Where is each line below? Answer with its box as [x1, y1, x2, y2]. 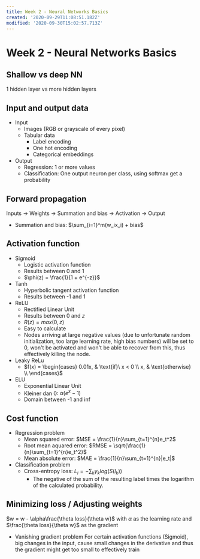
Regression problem [14, 429, 65, 437]
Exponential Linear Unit [23, 382, 82, 389]
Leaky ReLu [14, 357, 44, 364]
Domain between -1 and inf [23, 396, 91, 403]
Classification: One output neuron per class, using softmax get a [23, 170, 183, 177]
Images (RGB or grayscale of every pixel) [23, 125, 126, 133]
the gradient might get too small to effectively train [14, 546, 140, 553]
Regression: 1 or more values [23, 163, 96, 171]
